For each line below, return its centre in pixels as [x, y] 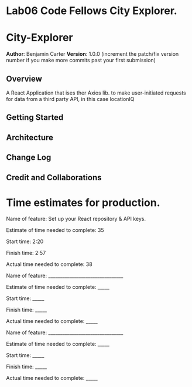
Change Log [29, 158]
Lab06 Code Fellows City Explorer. [92, 11]
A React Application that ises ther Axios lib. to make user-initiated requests [96, 93]
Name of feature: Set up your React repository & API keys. [76, 219]
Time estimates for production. [83, 202]
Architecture [30, 137]
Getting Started [35, 118]
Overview [24, 78]
